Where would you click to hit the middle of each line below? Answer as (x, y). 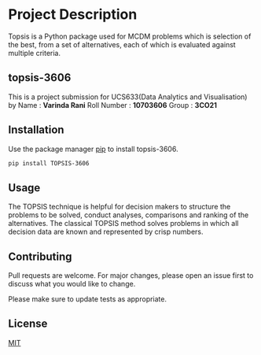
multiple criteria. (35, 53)
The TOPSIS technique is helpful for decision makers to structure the (119, 207)
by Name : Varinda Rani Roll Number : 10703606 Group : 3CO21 (113, 105)
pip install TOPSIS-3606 (49, 163)
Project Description (73, 15)
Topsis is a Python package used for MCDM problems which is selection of (130, 36)
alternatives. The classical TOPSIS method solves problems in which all (123, 224)
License (28, 324)
